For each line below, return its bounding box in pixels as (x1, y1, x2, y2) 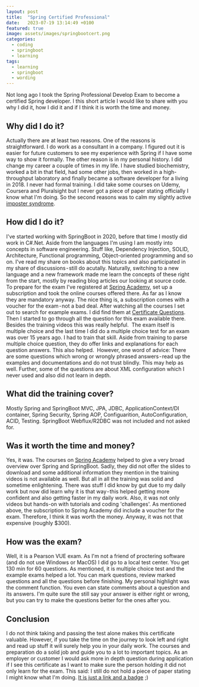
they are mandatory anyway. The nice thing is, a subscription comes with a (6, 296, 189, 303)
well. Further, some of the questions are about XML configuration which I (6, 365, 185, 372)
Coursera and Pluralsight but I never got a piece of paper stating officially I (6, 187, 189, 194)
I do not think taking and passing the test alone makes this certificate (6, 630, 175, 637)
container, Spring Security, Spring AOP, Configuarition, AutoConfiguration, (6, 411, 188, 418)
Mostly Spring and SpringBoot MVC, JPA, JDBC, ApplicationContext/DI (6, 404, 179, 411)
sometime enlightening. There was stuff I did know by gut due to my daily (6, 482, 186, 489)
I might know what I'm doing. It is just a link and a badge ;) (6, 674, 149, 680)
